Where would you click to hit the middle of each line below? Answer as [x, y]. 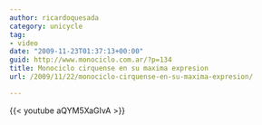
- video [24, 43]
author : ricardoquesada [54, 18]
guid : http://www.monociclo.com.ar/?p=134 [91, 60]
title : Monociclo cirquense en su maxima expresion [109, 69]
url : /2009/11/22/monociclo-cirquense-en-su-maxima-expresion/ [131, 77]
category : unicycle [46, 26]
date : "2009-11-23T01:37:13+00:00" [77, 52]
